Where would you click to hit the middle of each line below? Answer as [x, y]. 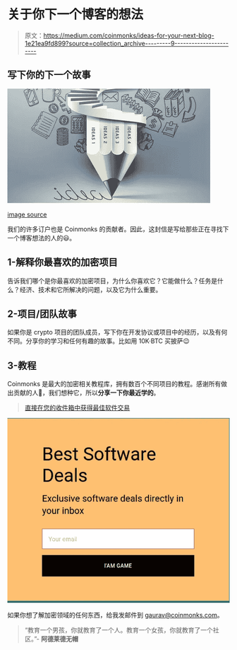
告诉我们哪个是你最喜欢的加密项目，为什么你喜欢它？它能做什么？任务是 [112, 281]
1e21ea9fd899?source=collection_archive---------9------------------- [127, 43]
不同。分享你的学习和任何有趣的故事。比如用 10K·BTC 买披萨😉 [99, 341]
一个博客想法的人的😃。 [42, 238]
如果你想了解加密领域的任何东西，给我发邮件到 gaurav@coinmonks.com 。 [115, 615]
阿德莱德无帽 [60, 639]
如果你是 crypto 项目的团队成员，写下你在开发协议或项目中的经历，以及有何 [117, 332]
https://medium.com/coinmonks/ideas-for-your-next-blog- [129, 35]
